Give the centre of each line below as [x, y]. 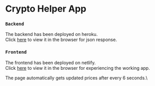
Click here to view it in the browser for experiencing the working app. [77, 68]
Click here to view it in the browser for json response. [61, 40]
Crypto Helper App [46, 9]
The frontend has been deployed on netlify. [51, 62]
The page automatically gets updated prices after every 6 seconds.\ [76, 78]
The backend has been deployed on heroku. [52, 34]
